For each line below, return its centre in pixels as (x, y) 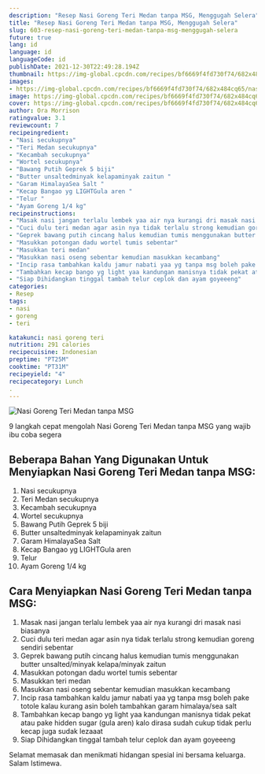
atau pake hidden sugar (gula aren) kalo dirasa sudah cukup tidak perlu (136, 723)
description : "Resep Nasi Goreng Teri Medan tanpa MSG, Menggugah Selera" (134, 15)
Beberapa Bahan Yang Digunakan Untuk (109, 459)
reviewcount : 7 (34, 125)
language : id (30, 52)
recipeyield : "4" (37, 374)
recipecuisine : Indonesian (53, 352)
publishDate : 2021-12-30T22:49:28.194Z (74, 67)
